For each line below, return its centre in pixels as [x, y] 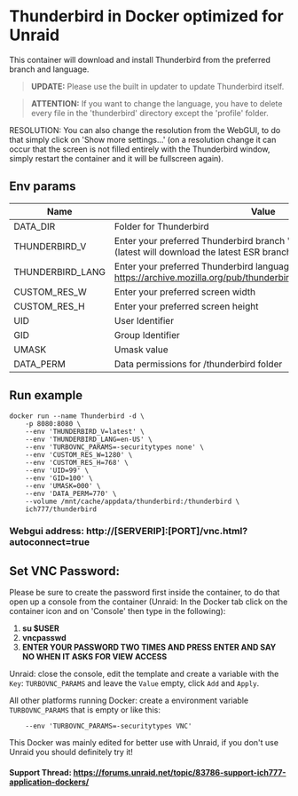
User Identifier [144, 320]
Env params [43, 187]
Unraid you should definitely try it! [71, 753]
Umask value [141, 350]
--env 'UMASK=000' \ [63, 485]
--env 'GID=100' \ [59, 478]
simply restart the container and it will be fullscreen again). [117, 158]
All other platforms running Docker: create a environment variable [129, 701]
